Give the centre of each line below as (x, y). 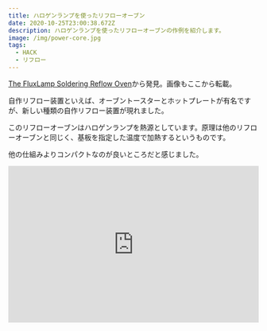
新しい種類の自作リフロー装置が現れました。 (95, 110)
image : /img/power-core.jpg (55, 38)
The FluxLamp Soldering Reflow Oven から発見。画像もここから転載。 (122, 84)
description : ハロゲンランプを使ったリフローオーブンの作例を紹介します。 (116, 30)
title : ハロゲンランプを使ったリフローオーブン (77, 16)
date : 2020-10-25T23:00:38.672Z (62, 23)
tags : (17, 45)
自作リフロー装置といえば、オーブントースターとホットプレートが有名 (123, 100)
